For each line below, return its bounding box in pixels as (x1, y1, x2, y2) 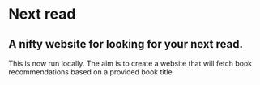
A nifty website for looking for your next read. (8, 37, 243, 51)
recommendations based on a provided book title (8, 67, 173, 77)
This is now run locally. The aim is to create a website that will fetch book (8, 58, 253, 68)
